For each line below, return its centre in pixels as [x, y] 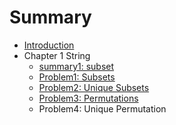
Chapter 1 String [57, 55]
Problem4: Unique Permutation [102, 108]
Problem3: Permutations [88, 98]
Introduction [49, 45]
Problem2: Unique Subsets [94, 87]
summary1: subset [76, 66]
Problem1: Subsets [77, 77]
